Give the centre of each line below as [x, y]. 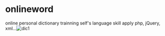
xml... [11, 28]
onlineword [30, 9]
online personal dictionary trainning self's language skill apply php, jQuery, [83, 23]
